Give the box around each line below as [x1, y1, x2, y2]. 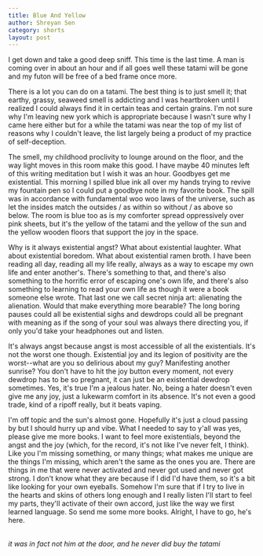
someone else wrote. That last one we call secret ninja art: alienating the [8, 293, 243, 303]
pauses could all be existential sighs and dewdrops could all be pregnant [8, 310, 243, 319]
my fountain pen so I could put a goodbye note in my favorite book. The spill [8, 186, 254, 195]
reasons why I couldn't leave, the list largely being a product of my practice [8, 129, 252, 138]
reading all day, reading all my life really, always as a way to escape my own [8, 260, 254, 269]
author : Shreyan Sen [8, 19, 76, 27]
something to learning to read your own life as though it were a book [8, 285, 229, 294]
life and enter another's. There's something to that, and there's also [8, 268, 226, 278]
